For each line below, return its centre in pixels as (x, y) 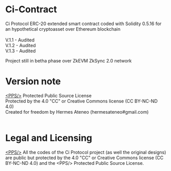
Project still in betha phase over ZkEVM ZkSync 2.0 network (69, 60)
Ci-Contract (31, 9)
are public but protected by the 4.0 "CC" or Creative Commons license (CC (84, 158)
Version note (33, 82)
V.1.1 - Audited (20, 40)
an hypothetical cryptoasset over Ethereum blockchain (63, 29)
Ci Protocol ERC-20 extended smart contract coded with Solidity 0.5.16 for (83, 24)
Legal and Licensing (49, 138)
